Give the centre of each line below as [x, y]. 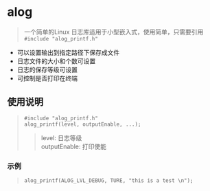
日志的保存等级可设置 [47, 69]
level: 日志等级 [61, 137]
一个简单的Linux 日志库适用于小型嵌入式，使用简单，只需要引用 [114, 32]
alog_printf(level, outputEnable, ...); [82, 124]
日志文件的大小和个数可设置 [56, 61]
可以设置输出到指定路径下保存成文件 [68, 52]
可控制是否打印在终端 [47, 78]
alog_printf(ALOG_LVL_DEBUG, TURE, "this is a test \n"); [108, 181]
